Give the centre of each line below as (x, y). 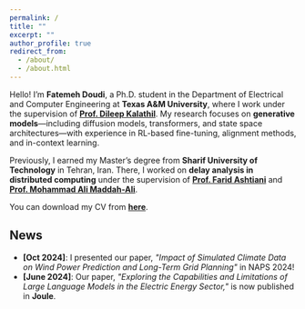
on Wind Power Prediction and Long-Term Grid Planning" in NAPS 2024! (158, 267)
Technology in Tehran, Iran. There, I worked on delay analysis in (132, 170)
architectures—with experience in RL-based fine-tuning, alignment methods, (153, 133)
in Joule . (39, 295)
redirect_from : (38, 52)
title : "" (28, 26)
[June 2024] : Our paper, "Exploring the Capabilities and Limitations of (155, 276)
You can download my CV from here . (79, 206)
